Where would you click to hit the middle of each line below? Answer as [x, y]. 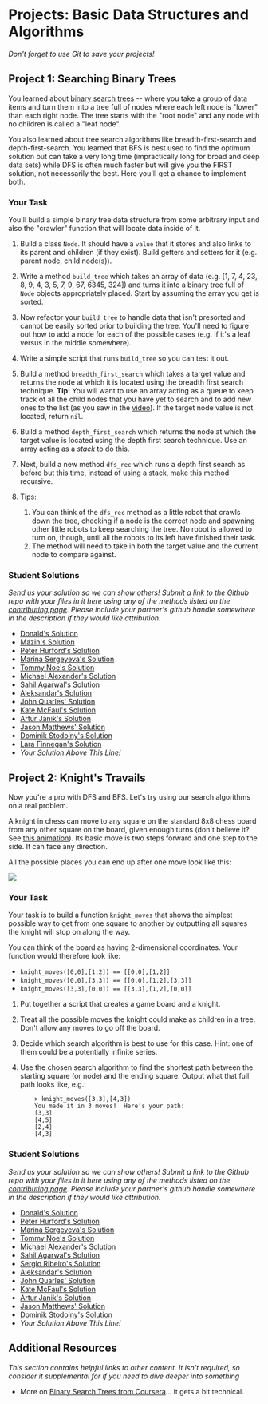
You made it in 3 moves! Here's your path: [110, 1106]
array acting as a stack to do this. [75, 449]
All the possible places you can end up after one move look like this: [120, 862]
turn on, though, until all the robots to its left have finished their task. [144, 538]
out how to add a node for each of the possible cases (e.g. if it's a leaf [135, 334]
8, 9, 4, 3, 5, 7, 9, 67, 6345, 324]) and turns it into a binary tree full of [132, 285]
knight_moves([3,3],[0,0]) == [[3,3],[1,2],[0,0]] [106, 989]
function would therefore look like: [65, 956]
